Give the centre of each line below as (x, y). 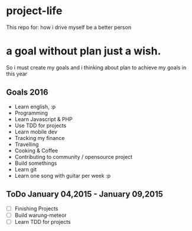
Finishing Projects (36, 209)
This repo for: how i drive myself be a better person (69, 27)
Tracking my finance (40, 138)
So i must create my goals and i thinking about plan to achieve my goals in (96, 67)
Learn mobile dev (36, 132)
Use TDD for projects (40, 125)
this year (17, 74)
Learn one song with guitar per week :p (63, 175)
